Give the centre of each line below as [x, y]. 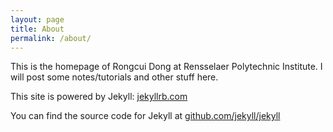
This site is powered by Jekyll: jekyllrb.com [99, 97]
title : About [37, 29]
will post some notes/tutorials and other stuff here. [114, 77]
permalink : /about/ [51, 38]
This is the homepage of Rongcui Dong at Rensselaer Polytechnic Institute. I [166, 67]
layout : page [37, 19]
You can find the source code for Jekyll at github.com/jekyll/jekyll [145, 116]
